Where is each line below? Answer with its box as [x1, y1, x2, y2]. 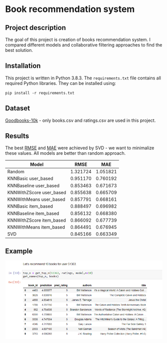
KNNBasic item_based [7, 203, 53, 209]
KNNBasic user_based [7, 176, 53, 182]
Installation [5, 61, 41, 70]
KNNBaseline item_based [7, 210, 59, 216]
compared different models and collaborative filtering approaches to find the [5, 42, 163, 48]
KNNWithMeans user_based [7, 196, 66, 203]
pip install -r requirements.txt [5, 90, 75, 95]
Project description [5, 23, 66, 32]
